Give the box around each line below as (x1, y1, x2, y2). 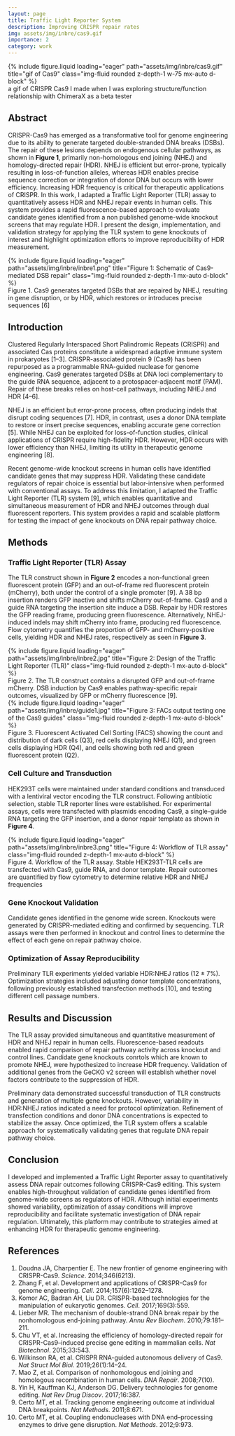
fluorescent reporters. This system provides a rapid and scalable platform (8, 509, 220, 517)
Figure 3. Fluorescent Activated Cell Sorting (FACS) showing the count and (8, 729, 223, 737)
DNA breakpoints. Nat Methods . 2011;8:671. (17, 1405, 144, 1414)
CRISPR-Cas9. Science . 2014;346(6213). (17, 1271, 136, 1280)
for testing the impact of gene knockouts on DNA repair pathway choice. (8, 516, 218, 525)
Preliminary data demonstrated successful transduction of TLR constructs (8, 1089, 221, 1098)
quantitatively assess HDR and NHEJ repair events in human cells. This (8, 198, 213, 206)
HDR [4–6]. (8, 392, 41, 401)
